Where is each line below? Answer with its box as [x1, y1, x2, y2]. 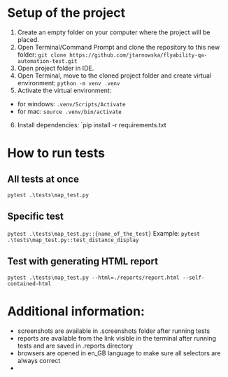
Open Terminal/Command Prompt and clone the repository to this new [17, 43, 220, 51]
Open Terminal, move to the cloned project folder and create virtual [17, 71, 212, 80]
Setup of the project [7, 5, 126, 21]
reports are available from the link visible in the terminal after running [17, 334, 217, 342]
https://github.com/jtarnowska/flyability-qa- [69, 51, 208, 59]
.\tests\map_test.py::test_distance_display [7, 236, 139, 243]
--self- [182, 274, 205, 281]
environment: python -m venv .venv [17, 78, 120, 87]
